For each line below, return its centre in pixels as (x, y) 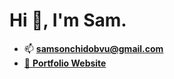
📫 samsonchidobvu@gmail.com (93, 48)
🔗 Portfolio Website (65, 63)
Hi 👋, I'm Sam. (68, 20)
